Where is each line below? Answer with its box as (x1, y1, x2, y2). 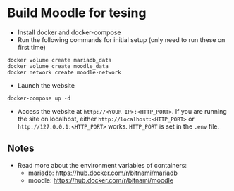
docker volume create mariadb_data (7, 56, 112, 64)
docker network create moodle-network (7, 69, 121, 76)
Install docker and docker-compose (17, 28, 121, 37)
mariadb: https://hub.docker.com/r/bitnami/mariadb (27, 169, 178, 177)
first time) (17, 43, 46, 51)
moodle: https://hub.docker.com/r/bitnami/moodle (27, 176, 174, 184)
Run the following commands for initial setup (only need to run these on (17, 35, 226, 44)
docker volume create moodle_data (7, 62, 109, 70)
